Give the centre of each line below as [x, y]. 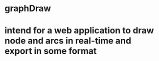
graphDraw [28, 8]
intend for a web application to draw [79, 31]
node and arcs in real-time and [68, 41]
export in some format [51, 51]
